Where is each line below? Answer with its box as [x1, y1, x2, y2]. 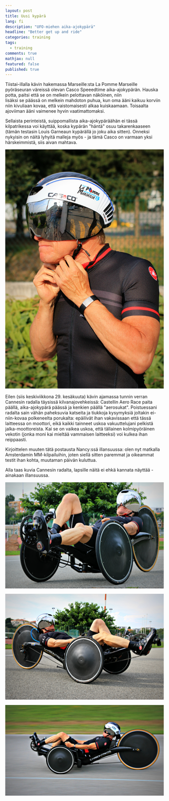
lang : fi [5, 19, 24, 24]
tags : [5, 40, 17, 45]
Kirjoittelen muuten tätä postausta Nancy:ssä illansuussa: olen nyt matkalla [5, 446, 160, 452]
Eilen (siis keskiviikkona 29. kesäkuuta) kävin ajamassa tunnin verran [5, 393, 148, 399]
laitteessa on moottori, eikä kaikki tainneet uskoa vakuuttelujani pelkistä [5, 420, 153, 427]
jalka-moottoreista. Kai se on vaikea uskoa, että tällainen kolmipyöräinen [5, 426, 155, 432]
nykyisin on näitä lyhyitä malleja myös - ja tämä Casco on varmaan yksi [5, 134, 152, 140]
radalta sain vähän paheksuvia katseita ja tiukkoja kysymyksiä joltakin [5, 409, 149, 415]
